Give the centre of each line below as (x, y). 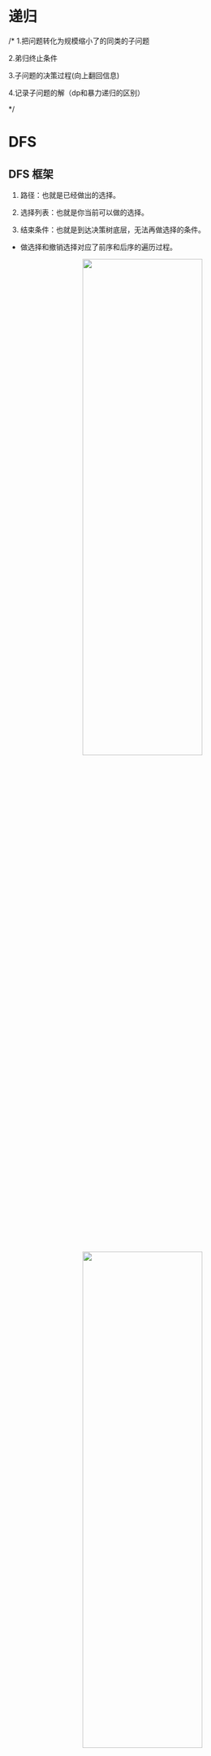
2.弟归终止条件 (33, 58)
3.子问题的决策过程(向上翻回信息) (64, 75)
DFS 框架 (31, 174)
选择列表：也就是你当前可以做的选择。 (84, 212)
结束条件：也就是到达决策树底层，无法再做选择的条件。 (112, 230)
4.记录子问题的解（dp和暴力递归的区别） (76, 92)
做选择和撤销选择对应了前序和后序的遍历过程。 (98, 247)
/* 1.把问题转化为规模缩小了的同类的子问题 (79, 41)
